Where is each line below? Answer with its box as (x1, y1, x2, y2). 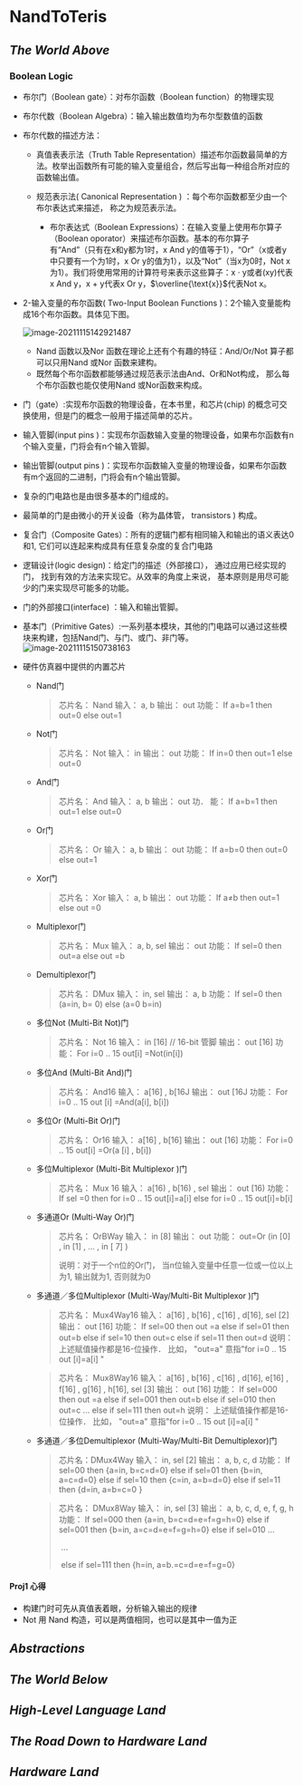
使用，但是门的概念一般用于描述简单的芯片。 (30, 410, 197, 420)
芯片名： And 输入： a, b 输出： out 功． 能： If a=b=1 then (58, 796, 278, 806)
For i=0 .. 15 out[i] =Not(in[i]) (76, 1047, 184, 1058)
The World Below (9, 1672, 109, 1687)
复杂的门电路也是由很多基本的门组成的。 (22, 490, 174, 501)
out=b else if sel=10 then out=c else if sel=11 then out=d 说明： (58, 1332, 294, 1343)
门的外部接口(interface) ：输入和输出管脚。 (22, 601, 184, 613)
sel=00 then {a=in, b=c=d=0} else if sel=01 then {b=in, (58, 1464, 263, 1475)
